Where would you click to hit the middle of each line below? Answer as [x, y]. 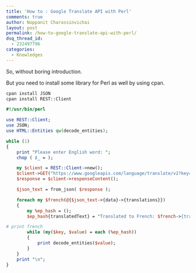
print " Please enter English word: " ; [64, 152]
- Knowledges [27, 55]
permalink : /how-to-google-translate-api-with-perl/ [71, 33]
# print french [24, 227]
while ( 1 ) [18, 141]
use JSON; [18, 125]
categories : [20, 50]
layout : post [22, 28]
